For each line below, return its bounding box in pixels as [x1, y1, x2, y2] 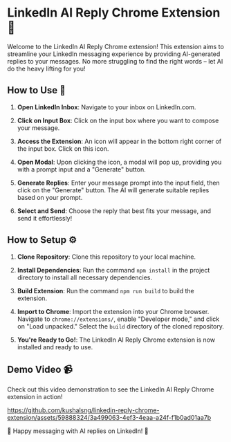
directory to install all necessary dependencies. [17, 273, 152, 282]
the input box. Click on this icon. [17, 144, 109, 153]
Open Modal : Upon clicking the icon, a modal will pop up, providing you [17, 158, 222, 166]
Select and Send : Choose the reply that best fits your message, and [17, 206, 212, 215]
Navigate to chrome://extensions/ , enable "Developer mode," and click [17, 315, 220, 323]
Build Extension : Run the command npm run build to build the [17, 286, 195, 295]
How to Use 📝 [7, 84, 66, 96]
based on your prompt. [17, 193, 83, 201]
